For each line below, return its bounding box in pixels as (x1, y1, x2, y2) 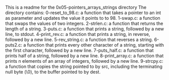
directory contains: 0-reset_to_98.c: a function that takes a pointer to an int (5, 10, 161, 16)
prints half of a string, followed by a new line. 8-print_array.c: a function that (5, 53, 164, 59)
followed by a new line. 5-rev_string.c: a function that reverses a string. (5, 36, 153, 43)
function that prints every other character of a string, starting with (27, 42, 164, 48)
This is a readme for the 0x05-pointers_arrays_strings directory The (5, 5, 147, 10)
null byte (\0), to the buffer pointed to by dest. (5, 69, 101, 75)
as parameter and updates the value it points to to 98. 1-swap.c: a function (5, 15, 160, 21)
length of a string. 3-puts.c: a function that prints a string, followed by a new (5, 26, 164, 32)
